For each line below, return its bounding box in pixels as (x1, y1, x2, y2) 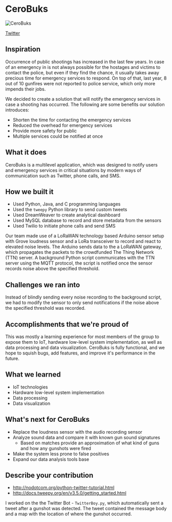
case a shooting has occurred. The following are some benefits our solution (5, 101, 165, 107)
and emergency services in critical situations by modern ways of (5, 167, 142, 173)
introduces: (5, 106, 30, 113)
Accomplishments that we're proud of (5, 320, 129, 329)
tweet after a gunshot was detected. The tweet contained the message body (5, 506, 167, 512)
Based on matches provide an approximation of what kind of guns (20, 440, 160, 446)
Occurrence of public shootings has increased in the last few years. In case (5, 59, 165, 65)
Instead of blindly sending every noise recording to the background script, (5, 294, 162, 301)
